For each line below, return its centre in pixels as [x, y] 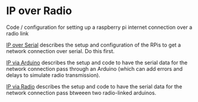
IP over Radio [39, 11]
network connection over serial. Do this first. [60, 51]
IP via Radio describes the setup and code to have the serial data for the [94, 86]
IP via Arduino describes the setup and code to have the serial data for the [97, 62]
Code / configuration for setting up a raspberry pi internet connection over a [99, 27]
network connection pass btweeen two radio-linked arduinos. [81, 93]
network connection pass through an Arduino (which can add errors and [94, 68]
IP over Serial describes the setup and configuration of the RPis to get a [94, 45]
